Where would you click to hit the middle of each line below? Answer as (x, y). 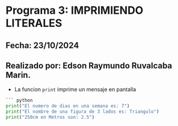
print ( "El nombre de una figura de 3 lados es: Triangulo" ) (83, 112)
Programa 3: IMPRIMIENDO (75, 10)
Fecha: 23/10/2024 (42, 45)
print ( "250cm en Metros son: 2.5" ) (50, 118)
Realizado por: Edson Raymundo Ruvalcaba (89, 66)
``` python (19, 100)
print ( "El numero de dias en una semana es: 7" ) (68, 106)
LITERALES (34, 23)
